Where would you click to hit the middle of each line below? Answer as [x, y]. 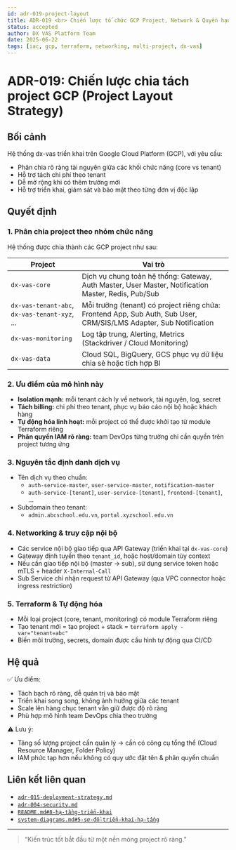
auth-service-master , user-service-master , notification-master [121, 485]
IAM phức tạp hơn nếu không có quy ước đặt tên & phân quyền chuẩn [118, 757]
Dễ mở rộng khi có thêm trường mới [69, 182]
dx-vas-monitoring [41, 338]
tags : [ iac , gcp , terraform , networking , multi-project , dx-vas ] [105, 46]
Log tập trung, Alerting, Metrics [133, 334]
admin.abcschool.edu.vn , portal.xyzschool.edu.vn [100, 515]
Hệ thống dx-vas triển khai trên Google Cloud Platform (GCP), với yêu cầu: [115, 154]
